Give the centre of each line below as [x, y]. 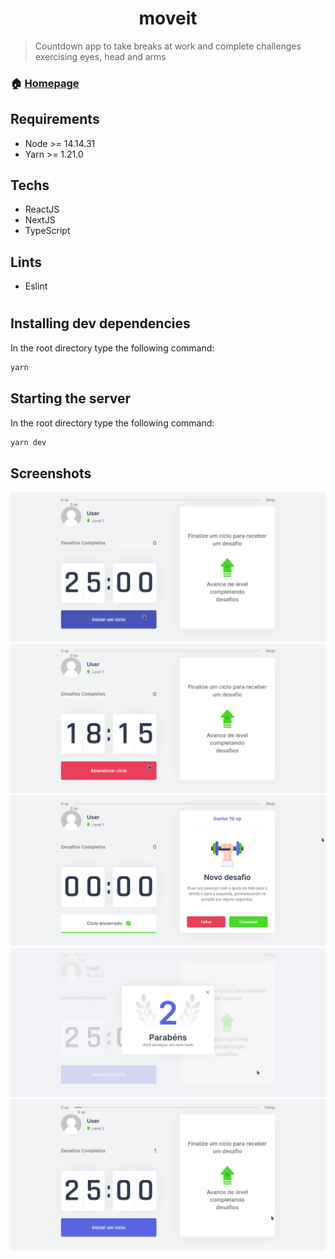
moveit [168, 18]
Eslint [36, 286]
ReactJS [42, 209]
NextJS [40, 220]
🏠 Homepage [45, 83]
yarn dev [28, 442]
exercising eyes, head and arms [100, 56]
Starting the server [71, 398]
